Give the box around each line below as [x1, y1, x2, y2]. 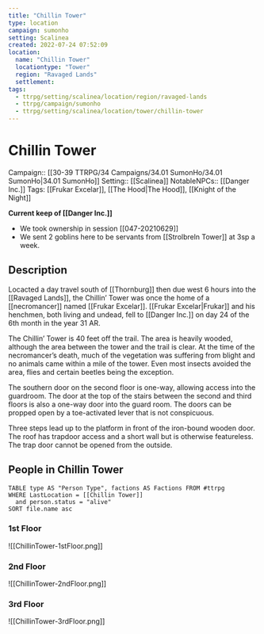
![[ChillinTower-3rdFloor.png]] [8, 617, 105, 626]
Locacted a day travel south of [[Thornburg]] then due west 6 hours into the [8, 285, 256, 294]
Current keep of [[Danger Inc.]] [8, 208, 113, 218]
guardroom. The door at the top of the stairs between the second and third [8, 391, 252, 400]
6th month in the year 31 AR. [8, 318, 101, 327]
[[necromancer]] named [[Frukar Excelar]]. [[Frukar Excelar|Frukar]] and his [8, 301, 255, 311]
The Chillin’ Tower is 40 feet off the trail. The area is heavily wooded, [8, 334, 233, 343]
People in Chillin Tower [8, 463, 124, 476]
